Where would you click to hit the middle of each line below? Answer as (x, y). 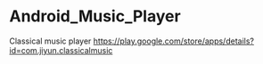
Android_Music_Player (95, 16)
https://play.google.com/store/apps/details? (173, 41)
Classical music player (50, 41)
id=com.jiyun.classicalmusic (61, 50)
